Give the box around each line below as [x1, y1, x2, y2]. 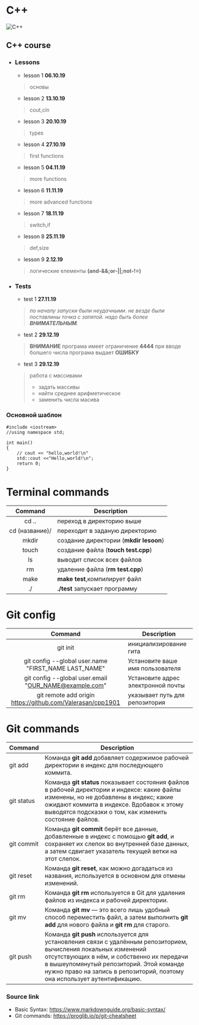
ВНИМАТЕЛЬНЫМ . [29, 319, 79, 326]
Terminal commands [6, 485, 110, 499]
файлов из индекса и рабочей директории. [44, 896, 169, 905]
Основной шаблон [6, 411, 62, 419]
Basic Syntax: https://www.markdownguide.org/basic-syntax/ [14, 1006, 166, 1013]
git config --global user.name [23, 657, 108, 665]
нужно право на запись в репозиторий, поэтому [44, 967, 184, 976]
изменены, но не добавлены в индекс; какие [44, 793, 174, 801]
